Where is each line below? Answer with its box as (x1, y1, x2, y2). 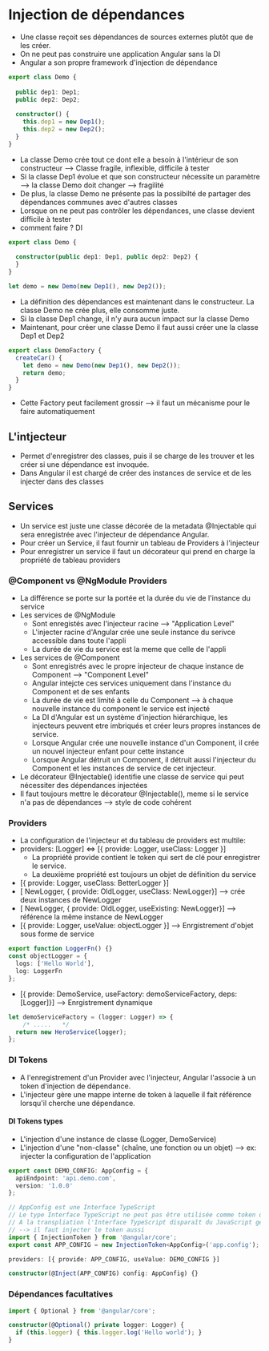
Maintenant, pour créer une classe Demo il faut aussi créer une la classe (19, 322, 259, 332)
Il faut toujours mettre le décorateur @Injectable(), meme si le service (19, 789, 250, 798)
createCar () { (15, 354, 62, 362)
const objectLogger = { (8, 952, 88, 960)
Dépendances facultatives (8, 1289, 114, 1300)
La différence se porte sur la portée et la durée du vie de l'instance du (19, 593, 251, 603)
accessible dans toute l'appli (31, 636, 126, 645)
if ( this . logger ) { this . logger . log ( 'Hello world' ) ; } (15, 1329, 203, 1337)
